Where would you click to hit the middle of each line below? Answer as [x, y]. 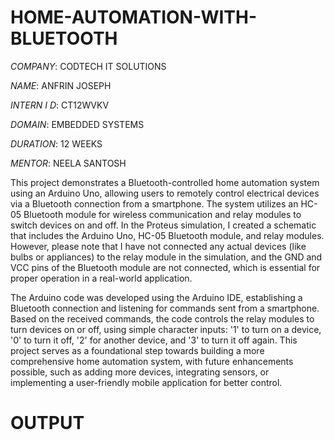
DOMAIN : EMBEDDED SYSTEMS [77, 124]
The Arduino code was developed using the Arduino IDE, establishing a [156, 297]
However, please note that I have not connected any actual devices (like [158, 246]
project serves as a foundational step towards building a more [137, 350]
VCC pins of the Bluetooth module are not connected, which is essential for [165, 267]
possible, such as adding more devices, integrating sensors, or [140, 372]
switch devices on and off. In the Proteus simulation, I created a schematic [163, 225]
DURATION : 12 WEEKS [56, 143]
